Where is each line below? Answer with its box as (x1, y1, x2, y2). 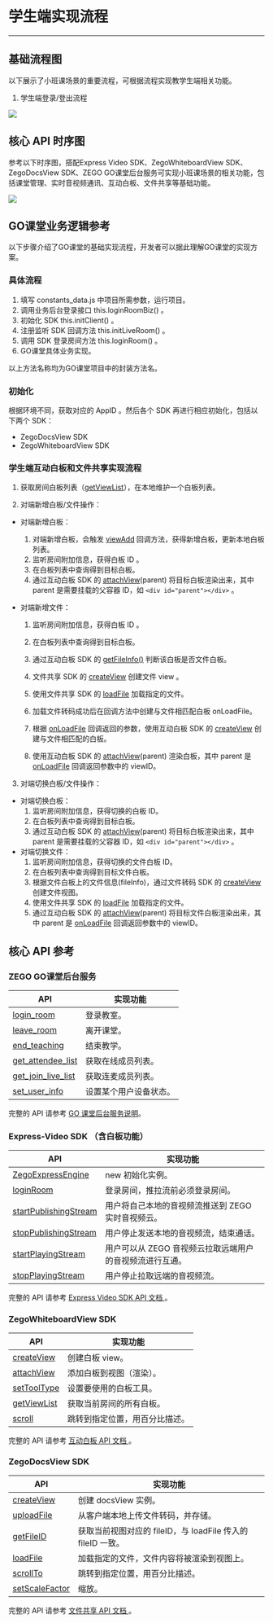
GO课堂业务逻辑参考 (8, 219, 110, 233)
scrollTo (12, 1567, 43, 1578)
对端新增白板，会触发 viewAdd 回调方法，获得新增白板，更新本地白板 (32, 534, 265, 544)
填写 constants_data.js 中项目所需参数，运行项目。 (19, 295, 190, 305)
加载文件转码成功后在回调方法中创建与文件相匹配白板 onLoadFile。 (32, 706, 258, 717)
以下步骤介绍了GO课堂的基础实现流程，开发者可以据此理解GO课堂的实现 (8, 242, 251, 252)
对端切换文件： (19, 847, 71, 857)
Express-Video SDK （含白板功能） (8, 1130, 149, 1142)
